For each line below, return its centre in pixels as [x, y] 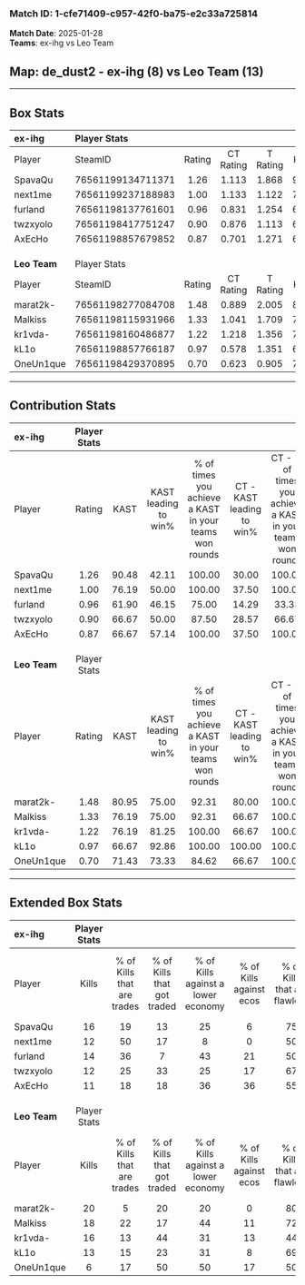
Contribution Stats [63, 405]
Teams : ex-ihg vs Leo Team [62, 43]
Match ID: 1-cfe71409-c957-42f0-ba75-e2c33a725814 [134, 14]
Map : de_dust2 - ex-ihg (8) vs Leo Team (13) [137, 71]
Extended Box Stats [66, 903]
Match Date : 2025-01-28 [56, 34]
